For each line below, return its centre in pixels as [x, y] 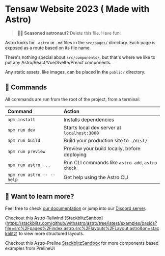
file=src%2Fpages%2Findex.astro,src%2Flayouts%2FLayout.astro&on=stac [82, 228]
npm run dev [22, 130]
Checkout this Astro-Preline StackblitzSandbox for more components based [82, 243]
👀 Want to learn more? [40, 196]
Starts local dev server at [92, 128]
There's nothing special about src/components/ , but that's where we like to [80, 57]
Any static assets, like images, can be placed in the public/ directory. [75, 72]
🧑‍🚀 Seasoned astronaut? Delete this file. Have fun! [69, 33]
